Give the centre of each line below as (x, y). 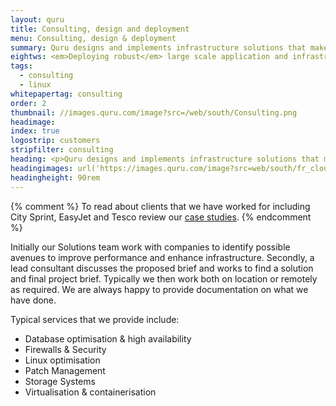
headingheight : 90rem (55, 177)
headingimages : (42, 168)
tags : (21, 66)
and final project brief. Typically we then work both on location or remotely (164, 278)
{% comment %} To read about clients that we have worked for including (160, 206)
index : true (35, 131)
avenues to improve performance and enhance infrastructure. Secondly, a (162, 257)
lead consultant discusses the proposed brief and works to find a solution (162, 268)
